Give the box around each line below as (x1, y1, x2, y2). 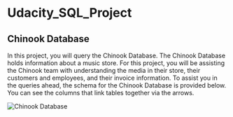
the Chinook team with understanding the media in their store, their (7, 67, 201, 74)
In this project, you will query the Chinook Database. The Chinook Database (7, 51, 226, 60)
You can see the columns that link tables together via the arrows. (7, 89, 195, 97)
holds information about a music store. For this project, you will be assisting (7, 59, 225, 67)
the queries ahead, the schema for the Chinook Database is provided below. (7, 81, 227, 89)
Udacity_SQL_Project (7, 5, 132, 21)
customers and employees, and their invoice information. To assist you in (7, 74, 218, 82)
